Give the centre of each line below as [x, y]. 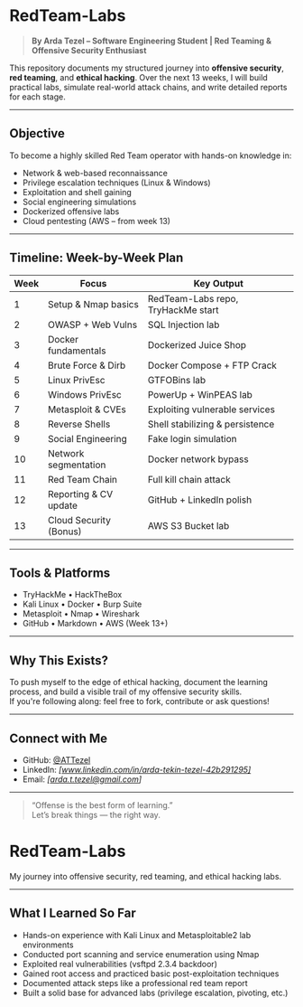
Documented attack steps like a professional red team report [135, 983]
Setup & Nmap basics [94, 304]
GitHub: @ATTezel [56, 760]
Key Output [218, 283]
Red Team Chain [83, 479]
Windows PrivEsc [85, 394]
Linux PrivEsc [77, 380]
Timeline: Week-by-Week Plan [96, 258]
